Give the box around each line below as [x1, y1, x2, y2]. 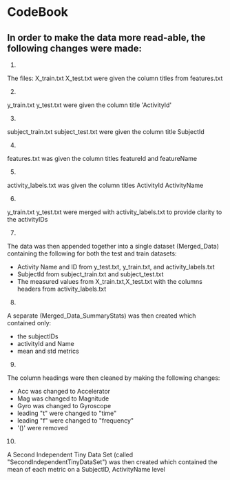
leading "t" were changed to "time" [17, 409, 117, 417]
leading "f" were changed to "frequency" [17, 416, 134, 425]
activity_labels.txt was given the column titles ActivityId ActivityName [7, 181, 204, 189]
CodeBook [7, 4, 69, 20]
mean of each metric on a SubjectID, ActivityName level [7, 465, 165, 473]
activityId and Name [17, 340, 74, 347]
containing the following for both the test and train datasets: [7, 249, 177, 258]
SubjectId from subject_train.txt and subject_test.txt [17, 270, 164, 278]
